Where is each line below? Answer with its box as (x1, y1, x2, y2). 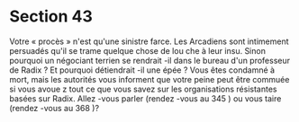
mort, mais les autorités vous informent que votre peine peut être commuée (9, 74, 290, 84)
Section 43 (9, 6, 93, 27)
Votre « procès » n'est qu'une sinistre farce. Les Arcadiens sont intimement (9, 36, 290, 47)
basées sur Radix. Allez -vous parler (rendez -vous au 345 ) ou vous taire (9, 92, 282, 104)
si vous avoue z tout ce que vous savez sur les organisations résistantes (9, 83, 277, 94)
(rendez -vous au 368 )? (9, 102, 100, 113)
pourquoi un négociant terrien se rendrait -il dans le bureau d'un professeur (9, 55, 291, 65)
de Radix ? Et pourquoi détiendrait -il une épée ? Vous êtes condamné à (9, 65, 276, 75)
